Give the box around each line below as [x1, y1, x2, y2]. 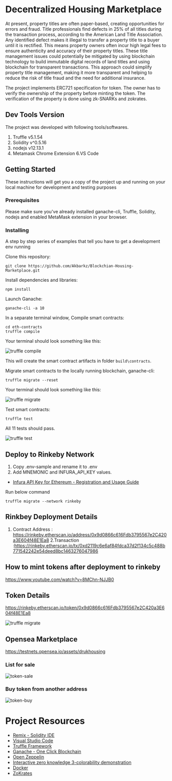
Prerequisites [5, 197, 39, 204]
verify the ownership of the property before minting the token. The [5, 90, 146, 96]
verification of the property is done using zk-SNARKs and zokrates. [5, 96, 147, 102]
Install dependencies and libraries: [5, 277, 78, 283]
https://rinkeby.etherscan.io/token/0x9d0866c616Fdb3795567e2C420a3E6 [5, 605, 165, 611]
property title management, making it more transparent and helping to [5, 69, 153, 75]
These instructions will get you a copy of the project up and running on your [5, 178, 165, 185]
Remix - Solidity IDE [12, 732, 55, 738]
